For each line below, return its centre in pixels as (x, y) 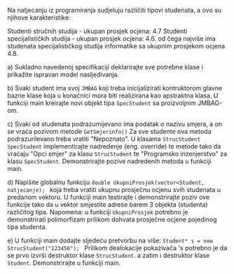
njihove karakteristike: (39, 18)
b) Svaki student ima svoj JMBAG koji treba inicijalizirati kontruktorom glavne (115, 88)
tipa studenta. (27, 227)
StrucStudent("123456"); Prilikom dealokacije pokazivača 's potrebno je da (117, 248)
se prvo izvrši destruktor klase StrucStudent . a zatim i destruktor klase (109, 255)
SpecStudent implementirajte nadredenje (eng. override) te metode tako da (114, 146)
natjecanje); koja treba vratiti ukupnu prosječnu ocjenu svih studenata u (114, 190)
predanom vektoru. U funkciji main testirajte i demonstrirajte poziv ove (109, 197)
